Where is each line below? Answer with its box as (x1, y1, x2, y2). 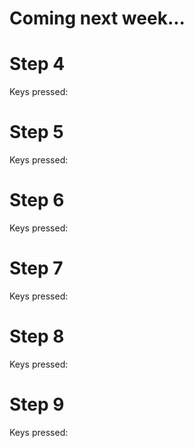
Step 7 (9, 257, 64, 280)
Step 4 (9, 53, 66, 76)
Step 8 (9, 325, 65, 348)
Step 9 (9, 393, 65, 416)
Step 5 (9, 121, 64, 144)
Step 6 (9, 189, 65, 212)
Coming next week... (9, 7, 186, 30)
